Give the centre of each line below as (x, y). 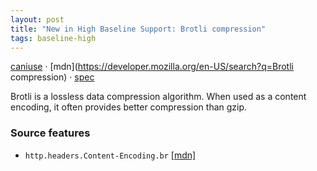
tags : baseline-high (53, 38)
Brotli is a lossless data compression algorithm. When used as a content (158, 97)
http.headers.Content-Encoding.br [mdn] (110, 155)
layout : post (37, 19)
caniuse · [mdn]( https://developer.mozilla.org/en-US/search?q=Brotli (152, 67)
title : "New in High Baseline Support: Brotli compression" (138, 29)
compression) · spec (52, 77)
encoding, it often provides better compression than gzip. (129, 107)
